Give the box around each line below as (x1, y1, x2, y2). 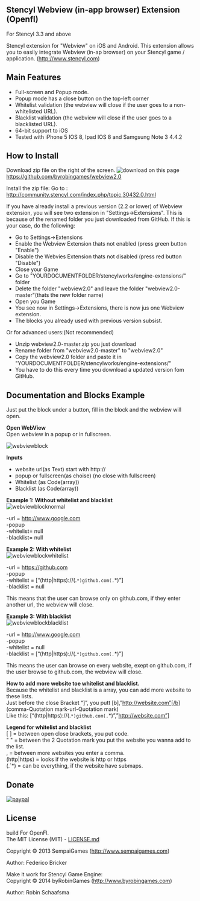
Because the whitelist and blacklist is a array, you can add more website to (6, 686, 192, 693)
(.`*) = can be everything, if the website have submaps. (6, 762, 143, 769)
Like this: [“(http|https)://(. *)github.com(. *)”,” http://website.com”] (6, 712, 170, 719)
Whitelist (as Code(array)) (14, 479, 80, 486)
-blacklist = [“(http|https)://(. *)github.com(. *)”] (6, 650, 123, 657)
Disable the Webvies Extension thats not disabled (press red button (14, 253, 182, 260)
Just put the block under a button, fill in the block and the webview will (6, 406, 182, 413)
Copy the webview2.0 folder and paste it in (14, 353, 122, 361)
